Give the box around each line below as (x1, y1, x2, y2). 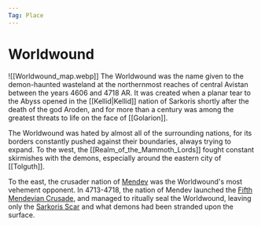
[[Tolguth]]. (8, 162, 45, 171)
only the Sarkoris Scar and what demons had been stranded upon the (8, 202, 233, 211)
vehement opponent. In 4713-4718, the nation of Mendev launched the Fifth (8, 185, 253, 195)
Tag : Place (8, 11, 44, 20)
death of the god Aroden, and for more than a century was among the (8, 104, 234, 114)
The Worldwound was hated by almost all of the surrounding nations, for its (8, 128, 252, 137)
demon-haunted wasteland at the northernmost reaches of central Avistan (8, 79, 249, 89)
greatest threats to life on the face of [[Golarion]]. (8, 113, 168, 122)
